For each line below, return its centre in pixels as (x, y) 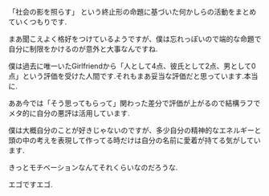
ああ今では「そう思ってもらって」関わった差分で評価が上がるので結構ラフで (134, 103)
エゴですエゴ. (31, 184)
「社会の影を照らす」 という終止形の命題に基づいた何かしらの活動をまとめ (132, 12)
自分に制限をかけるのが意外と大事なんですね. (83, 49)
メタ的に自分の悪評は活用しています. (69, 113)
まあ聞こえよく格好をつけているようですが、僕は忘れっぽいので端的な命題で (135, 39)
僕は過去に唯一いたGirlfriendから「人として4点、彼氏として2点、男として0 (132, 66)
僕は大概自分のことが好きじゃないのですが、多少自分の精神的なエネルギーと (135, 130)
